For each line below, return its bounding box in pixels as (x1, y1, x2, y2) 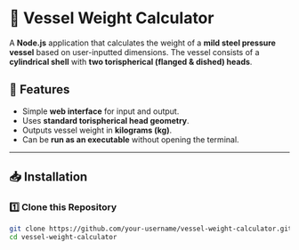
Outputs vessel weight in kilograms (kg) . (21, 125, 172, 135)
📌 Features (9, 82, 70, 97)
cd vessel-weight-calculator (9, 233, 117, 242)
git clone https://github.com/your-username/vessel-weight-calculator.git (9, 224, 293, 234)
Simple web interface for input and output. (21, 106, 180, 117)
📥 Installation (9, 169, 88, 185)
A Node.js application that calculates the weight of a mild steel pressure (9, 37, 276, 48)
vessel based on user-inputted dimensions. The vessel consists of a (9, 46, 260, 57)
